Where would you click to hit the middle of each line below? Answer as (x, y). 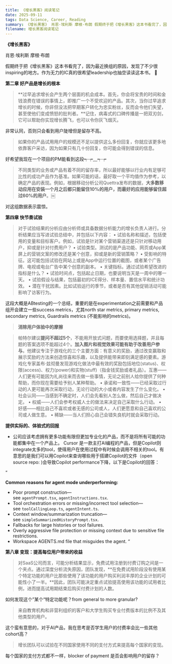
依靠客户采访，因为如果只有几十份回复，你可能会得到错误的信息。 (87, 148)
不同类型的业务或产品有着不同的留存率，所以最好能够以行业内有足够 (90, 170)
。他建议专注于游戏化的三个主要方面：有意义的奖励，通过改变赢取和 (94, 351)
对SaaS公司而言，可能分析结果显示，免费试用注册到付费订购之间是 (88, 563)
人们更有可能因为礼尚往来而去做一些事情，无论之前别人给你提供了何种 (92, 376)
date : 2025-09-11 (24, 15)
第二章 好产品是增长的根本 (33, 84)
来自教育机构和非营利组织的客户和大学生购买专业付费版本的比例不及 (90, 610)
